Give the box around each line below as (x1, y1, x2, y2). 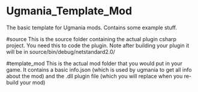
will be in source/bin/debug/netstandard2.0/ (6, 48, 115, 55)
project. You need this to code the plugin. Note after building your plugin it (6, 42, 190, 49)
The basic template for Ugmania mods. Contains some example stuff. (6, 24, 178, 31)
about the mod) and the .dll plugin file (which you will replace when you (6, 72, 183, 79)
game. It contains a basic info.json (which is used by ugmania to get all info (6, 66, 192, 73)
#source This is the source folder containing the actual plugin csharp (6, 35, 177, 42)
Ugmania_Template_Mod (6, 4, 133, 18)
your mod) (20, 79, 46, 86)
